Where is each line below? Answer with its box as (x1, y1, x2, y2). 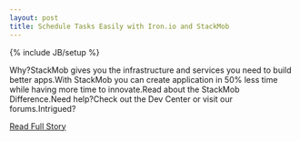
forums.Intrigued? (9, 103, 76, 114)
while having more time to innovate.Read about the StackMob (9, 84, 240, 95)
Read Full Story (9, 120, 66, 132)
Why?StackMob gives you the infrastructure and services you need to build (9, 65, 293, 76)
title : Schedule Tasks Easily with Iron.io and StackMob (9, 22, 230, 31)
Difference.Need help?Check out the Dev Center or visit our (9, 93, 234, 105)
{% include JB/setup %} (9, 46, 100, 57)
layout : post (9, 13, 59, 23)
